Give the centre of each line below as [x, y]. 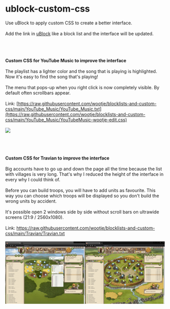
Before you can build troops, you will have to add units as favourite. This [80, 190]
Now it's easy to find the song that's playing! [52, 76]
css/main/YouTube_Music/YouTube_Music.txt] [53, 109]
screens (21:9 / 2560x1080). [35, 217]
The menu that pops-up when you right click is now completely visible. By [82, 87]
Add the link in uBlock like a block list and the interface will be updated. [79, 33]
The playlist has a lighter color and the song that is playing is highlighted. [81, 71]
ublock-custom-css [48, 9]
